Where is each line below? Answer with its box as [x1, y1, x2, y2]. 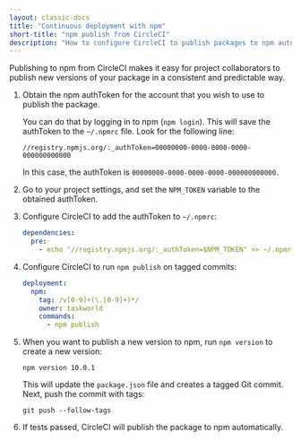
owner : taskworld [39, 304, 103, 313]
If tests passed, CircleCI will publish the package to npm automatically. [21, 422, 284, 433]
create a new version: [21, 346, 103, 357]
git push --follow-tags [21, 406, 112, 415]
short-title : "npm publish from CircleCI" [9, 30, 170, 39]
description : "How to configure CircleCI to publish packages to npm [9, 38, 275, 48]
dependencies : [21, 229, 75, 238]
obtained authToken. [21, 194, 99, 204]
